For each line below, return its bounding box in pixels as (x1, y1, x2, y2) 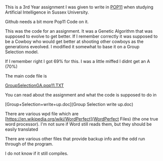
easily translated (5, 126, 38, 132)
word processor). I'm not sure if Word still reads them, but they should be (5, 121, 152, 127)
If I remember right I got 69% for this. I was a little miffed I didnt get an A (5, 59, 150, 64)
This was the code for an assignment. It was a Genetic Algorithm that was (5, 28, 153, 34)
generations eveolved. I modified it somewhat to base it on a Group (5, 44, 140, 49)
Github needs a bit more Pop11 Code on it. (5, 19, 89, 24)
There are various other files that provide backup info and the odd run (5, 136, 145, 141)
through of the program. (5, 141, 54, 147)
